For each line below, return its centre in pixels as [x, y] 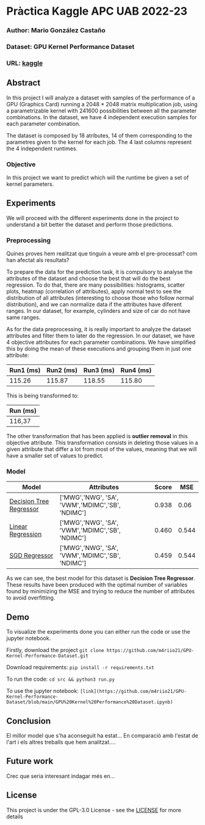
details [15, 816]
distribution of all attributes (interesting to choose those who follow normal [100, 298]
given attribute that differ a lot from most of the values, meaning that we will [102, 449]
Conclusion [29, 721]
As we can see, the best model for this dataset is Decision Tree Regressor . [101, 578]
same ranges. [23, 317]
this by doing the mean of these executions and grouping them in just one [99, 349]
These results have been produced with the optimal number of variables [97, 585]
